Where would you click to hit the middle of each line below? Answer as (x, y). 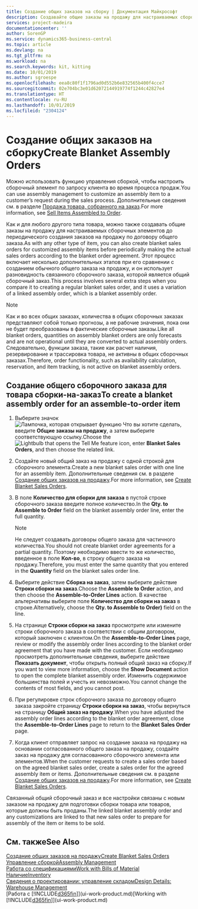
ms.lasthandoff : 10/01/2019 (41, 105)
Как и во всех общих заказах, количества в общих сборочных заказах (95, 317)
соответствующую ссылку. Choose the (63, 437)
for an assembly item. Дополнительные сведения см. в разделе (94, 473)
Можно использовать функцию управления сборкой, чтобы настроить (95, 182)
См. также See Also (43, 842)
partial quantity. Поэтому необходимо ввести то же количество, (95, 552)
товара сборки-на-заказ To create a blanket (89, 394)
